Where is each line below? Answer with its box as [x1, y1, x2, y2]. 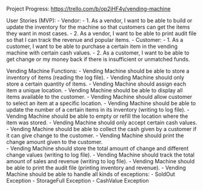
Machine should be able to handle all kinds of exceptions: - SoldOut [6, 171, 176, 178]
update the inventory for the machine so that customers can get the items [6, 24, 190, 30]
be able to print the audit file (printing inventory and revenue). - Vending [6, 164, 186, 171]
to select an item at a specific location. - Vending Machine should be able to [6, 100, 196, 107]
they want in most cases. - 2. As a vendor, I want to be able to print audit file [6, 30, 197, 37]
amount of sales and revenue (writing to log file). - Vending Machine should [6, 158, 195, 165]
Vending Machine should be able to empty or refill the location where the [6, 112, 188, 120]
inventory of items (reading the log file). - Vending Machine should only [6, 74, 185, 81]
